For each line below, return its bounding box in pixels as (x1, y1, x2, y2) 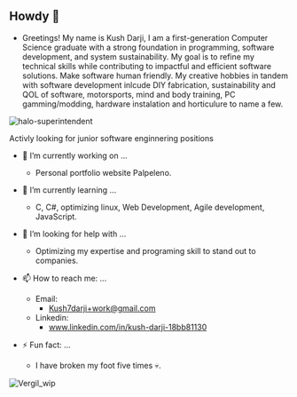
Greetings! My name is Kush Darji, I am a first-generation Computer (21, 32, 269, 43)
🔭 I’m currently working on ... (21, 150, 128, 161)
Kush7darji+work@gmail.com (48, 303, 156, 314)
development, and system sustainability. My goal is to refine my (21, 51, 255, 62)
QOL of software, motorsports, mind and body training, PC (21, 89, 237, 99)
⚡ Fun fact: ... (21, 339, 71, 350)
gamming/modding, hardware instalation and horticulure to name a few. (21, 99, 284, 109)
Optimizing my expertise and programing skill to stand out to (35, 245, 256, 256)
